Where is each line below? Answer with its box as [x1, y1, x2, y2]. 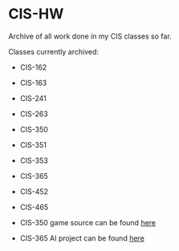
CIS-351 [19, 140, 47, 149]
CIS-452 [19, 186, 49, 196]
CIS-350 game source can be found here [19, 217, 157, 227]
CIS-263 [19, 109, 48, 119]
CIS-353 [19, 156, 48, 165]
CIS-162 [19, 62, 47, 72]
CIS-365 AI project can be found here [19, 233, 144, 243]
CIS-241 [19, 93, 47, 103]
